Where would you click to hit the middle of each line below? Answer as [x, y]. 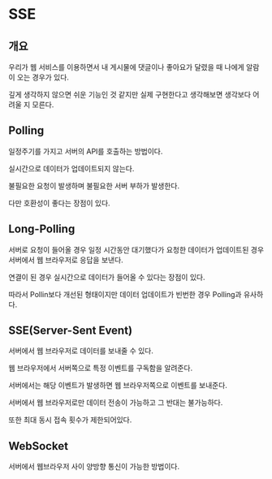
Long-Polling [42, 229]
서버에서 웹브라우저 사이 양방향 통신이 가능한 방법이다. [94, 467]
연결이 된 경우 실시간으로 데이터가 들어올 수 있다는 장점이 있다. [107, 277]
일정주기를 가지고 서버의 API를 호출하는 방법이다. [86, 151]
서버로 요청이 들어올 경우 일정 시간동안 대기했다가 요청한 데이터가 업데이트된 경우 [136, 249]
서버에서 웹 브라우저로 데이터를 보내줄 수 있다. [81, 351]
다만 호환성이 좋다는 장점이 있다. [60, 203]
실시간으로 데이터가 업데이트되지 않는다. [71, 168]
